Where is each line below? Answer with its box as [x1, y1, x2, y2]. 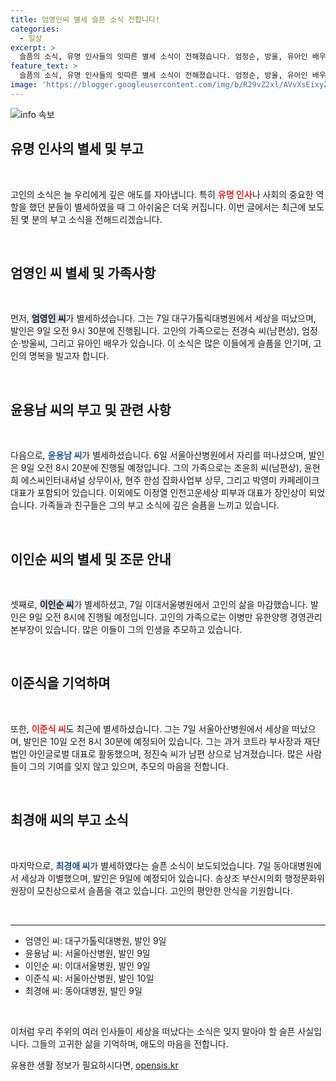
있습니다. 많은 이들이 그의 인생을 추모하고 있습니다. [44, 624, 243, 635]
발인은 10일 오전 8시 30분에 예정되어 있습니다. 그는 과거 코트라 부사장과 [23, 735, 302, 747]
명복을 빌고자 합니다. [28, 350, 110, 362]
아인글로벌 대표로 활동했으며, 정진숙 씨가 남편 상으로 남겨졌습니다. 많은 [28, 747, 304, 760]
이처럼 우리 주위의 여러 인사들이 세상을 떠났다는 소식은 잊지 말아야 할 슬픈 [10, 1025, 296, 1037]
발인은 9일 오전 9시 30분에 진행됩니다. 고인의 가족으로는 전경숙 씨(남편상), [10, 325, 300, 337]
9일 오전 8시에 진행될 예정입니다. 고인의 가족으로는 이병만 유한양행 [28, 611, 288, 623]
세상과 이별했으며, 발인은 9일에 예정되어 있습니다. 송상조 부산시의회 [20, 872, 283, 884]
